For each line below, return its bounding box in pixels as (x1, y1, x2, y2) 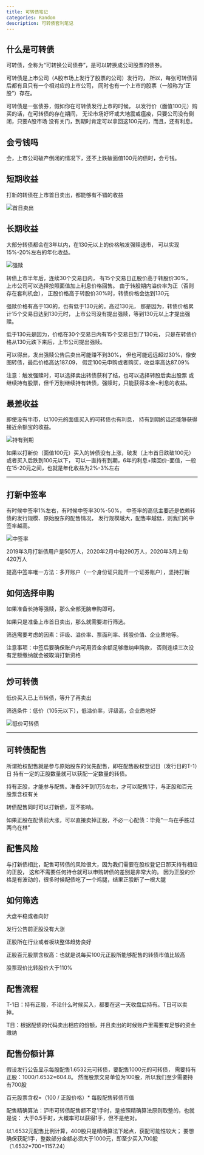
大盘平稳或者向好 (6, 913, 49, 920)
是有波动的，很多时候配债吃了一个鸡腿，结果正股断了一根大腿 (11, 876, 166, 883)
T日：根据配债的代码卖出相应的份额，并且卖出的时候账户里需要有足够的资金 (6, 1021, 196, 1029)
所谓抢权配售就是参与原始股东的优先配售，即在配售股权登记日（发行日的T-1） (6, 762, 198, 769)
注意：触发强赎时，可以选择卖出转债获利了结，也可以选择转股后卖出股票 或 (6, 371, 194, 379)
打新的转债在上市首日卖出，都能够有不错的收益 (6, 191, 123, 198)
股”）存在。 (6, 89, 36, 97)
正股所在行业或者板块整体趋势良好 (6, 938, 92, 945)
